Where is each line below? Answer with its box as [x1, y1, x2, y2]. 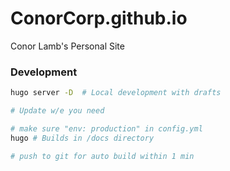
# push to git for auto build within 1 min [10, 151, 195, 161]
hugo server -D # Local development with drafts [10, 88, 222, 98]
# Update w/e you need [10, 106, 105, 116]
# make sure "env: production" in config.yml [10, 123, 203, 134]
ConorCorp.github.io [10, 7, 188, 30]
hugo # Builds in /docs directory [10, 133, 155, 143]
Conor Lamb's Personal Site [10, 40, 125, 52]
